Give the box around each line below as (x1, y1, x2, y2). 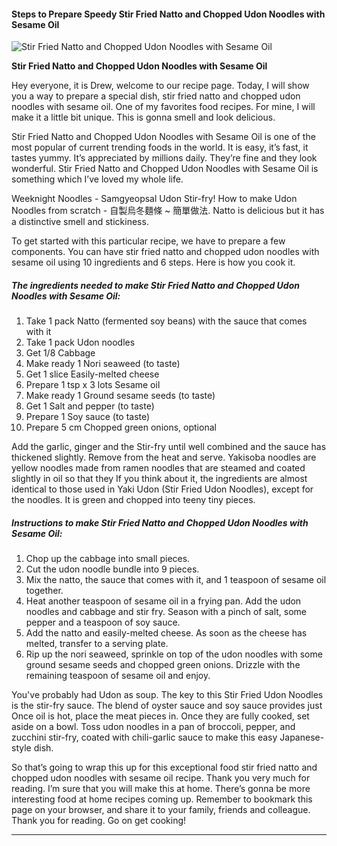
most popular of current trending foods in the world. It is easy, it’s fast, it (11, 141, 309, 154)
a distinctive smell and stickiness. (11, 216, 149, 228)
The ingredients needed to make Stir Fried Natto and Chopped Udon (11, 279, 300, 291)
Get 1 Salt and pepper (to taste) (25, 400, 155, 412)
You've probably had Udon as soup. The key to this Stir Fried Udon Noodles (11, 689, 324, 701)
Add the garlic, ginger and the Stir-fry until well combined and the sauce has (11, 441, 327, 453)
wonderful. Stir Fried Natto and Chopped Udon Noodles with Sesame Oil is (11, 163, 319, 175)
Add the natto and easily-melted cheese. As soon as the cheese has (25, 627, 308, 639)
